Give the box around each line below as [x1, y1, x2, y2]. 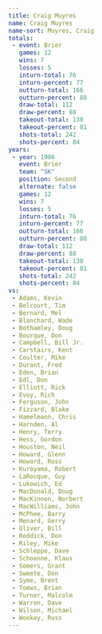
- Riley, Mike [11, 540, 59, 548]
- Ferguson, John [11, 398, 69, 406]
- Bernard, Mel [11, 309, 62, 317]
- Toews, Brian [11, 584, 62, 592]
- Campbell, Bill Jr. [11, 339, 84, 347]
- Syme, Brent [11, 576, 59, 584]
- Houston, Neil [11, 443, 66, 451]
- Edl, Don [11, 376, 48, 384]
